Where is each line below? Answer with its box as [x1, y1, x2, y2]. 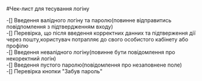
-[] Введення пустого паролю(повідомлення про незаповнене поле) [6, 61, 183, 68]
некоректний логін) [6, 55, 56, 62]
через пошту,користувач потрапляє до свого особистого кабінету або [6, 36, 189, 43]
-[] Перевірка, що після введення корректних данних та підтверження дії [6, 29, 196, 37]
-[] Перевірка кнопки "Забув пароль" [6, 68, 103, 74]
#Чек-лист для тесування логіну [6, 5, 90, 12]
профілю [6, 42, 29, 49]
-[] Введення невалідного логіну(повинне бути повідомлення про [6, 49, 175, 56]
